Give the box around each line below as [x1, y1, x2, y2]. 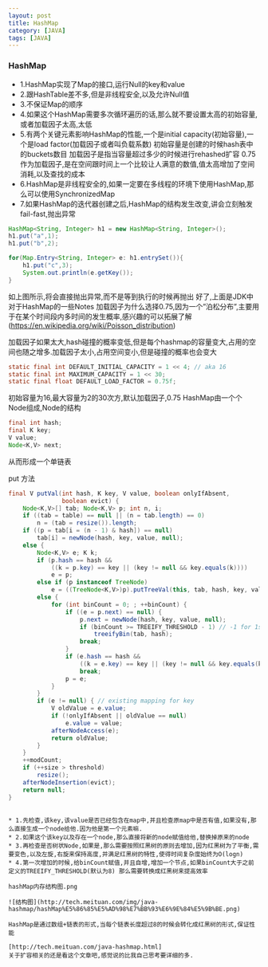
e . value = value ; [65, 719, 124, 727]
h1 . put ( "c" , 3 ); [22, 261, 73, 269]
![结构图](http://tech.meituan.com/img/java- [8, 898, 159, 906]
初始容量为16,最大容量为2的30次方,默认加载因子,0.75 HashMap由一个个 [8, 393, 243, 403]
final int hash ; [8, 419, 62, 427]
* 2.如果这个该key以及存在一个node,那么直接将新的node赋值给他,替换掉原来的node [8, 833, 250, 841]
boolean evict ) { [61, 497, 120, 505]
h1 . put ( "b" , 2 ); [8, 240, 59, 248]
